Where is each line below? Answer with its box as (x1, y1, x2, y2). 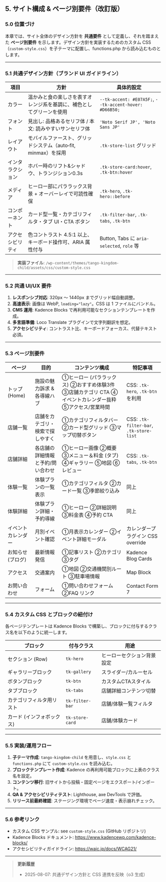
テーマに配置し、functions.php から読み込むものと (57, 45, 161, 51)
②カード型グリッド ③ (61, 424, 117, 431)
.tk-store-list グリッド (99, 142, 157, 149)
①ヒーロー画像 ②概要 (61, 444, 117, 451)
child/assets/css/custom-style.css (17, 265, 91, 270)
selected (99, 243, 120, 249)
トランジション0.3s (38, 170, 83, 177)
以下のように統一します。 (18, 629, 70, 635)
